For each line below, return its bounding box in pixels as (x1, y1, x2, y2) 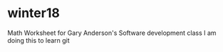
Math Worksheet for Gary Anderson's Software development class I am (7, 28, 217, 37)
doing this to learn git (7, 36, 70, 44)
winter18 (7, 5, 61, 21)
